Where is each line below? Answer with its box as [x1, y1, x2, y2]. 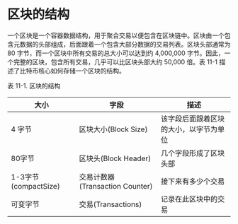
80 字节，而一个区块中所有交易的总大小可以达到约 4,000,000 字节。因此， [7, 49, 225, 57]
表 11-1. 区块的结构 [7, 81, 61, 90]
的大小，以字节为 [160, 124, 218, 134]
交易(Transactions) [79, 199, 142, 209]
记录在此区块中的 [160, 194, 218, 204]
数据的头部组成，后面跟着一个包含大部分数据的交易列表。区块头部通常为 [19, 40, 231, 48]
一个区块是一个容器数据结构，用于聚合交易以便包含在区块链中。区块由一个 [7, 31, 225, 40]
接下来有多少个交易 [160, 176, 225, 186]
